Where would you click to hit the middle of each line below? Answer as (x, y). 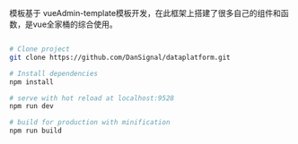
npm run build (36, 131)
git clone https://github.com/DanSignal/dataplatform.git (120, 57)
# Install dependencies (54, 73)
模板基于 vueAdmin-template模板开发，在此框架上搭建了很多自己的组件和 (145, 13)
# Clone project (39, 49)
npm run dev (31, 106)
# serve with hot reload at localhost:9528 (92, 98)
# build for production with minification (90, 123)
